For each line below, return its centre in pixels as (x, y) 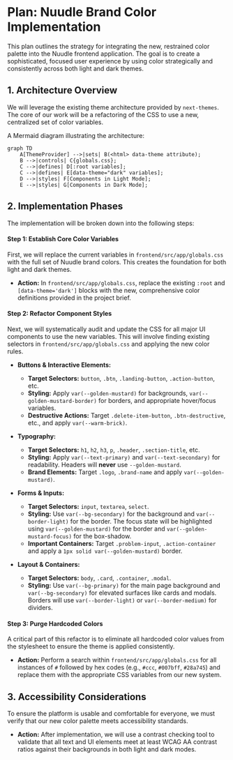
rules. (15, 351)
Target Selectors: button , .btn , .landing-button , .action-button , (121, 378)
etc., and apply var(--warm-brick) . (77, 423)
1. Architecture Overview (62, 90)
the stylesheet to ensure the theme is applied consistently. (91, 646)
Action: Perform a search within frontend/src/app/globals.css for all (117, 660)
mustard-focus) (50, 537)
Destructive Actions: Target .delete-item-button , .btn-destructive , (127, 415)
